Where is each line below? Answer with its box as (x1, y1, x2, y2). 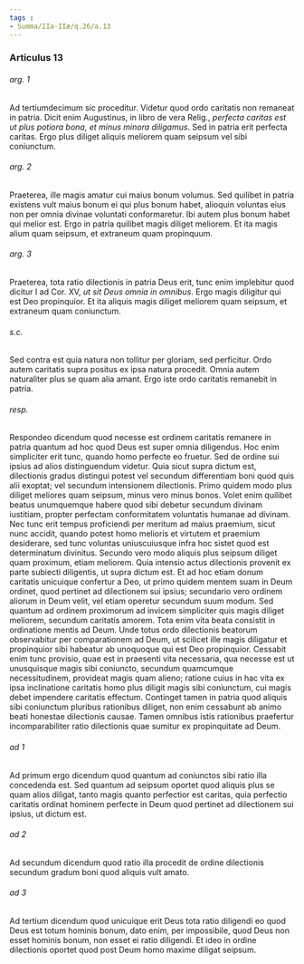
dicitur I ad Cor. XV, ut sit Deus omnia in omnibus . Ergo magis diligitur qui (9, 286, 282, 297)
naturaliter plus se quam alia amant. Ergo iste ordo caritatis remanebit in (9, 373, 278, 385)
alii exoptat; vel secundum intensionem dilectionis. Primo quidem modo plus (9, 480, 292, 491)
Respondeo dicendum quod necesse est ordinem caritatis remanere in (9, 432, 271, 443)
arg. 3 (9, 248, 32, 259)
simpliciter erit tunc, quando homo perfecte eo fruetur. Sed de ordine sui (9, 451, 280, 462)
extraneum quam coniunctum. (9, 305, 122, 317)
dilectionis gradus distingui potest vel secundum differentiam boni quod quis (9, 470, 295, 481)
